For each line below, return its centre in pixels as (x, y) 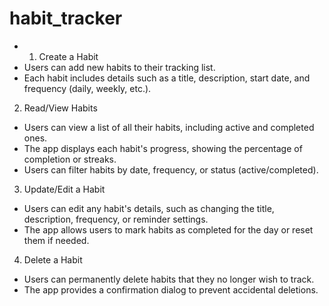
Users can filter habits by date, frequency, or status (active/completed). (171, 169)
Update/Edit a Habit (64, 189)
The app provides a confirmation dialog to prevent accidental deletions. (171, 289)
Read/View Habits (60, 108)
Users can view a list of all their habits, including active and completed (169, 127)
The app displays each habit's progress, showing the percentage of (163, 148)
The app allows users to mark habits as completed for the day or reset (168, 229)
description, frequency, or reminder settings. (116, 219)
